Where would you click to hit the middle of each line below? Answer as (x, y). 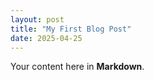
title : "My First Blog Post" (71, 29)
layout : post (37, 19)
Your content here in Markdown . (77, 67)
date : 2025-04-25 (46, 38)
